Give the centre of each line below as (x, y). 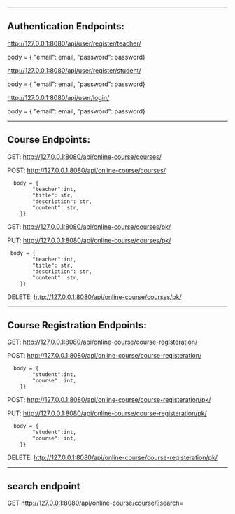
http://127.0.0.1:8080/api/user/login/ (58, 97)
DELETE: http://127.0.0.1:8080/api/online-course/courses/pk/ (94, 297)
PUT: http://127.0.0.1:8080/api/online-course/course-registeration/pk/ (107, 413)
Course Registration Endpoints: (77, 325)
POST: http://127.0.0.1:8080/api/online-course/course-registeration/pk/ (109, 400)
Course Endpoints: (49, 140)
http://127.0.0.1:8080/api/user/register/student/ (74, 70)
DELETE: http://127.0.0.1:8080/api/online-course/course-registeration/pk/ (113, 458)
